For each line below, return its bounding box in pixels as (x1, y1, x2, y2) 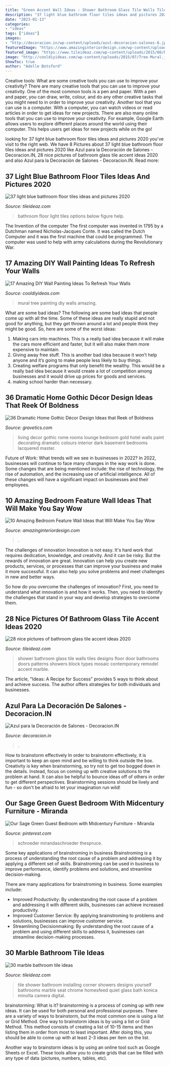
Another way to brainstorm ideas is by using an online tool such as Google (5, 1044, 160, 1050)
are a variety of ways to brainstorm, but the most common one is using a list (5, 1013, 164, 1019)
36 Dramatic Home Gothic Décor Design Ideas (5, 393, 153, 402)
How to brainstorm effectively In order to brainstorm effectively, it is (5, 752, 146, 758)
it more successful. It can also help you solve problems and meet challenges (5, 569, 165, 575)
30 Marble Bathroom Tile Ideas (5, 949, 105, 957)
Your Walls (5, 267, 40, 276)
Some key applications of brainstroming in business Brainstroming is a (5, 849, 152, 856)
